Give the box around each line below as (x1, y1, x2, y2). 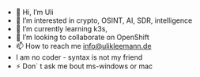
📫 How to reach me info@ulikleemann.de (15, 42, 152, 50)
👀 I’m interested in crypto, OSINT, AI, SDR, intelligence (15, 16, 193, 25)
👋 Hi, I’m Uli (15, 8, 54, 16)
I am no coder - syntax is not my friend (15, 53, 143, 62)
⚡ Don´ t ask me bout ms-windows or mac (15, 61, 153, 71)
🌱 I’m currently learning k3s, (15, 24, 108, 33)
